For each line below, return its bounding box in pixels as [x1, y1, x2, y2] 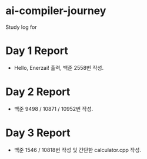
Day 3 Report [5, 126, 71, 139]
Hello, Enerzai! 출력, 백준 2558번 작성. [14, 64, 104, 71]
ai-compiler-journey [5, 4, 106, 18]
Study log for [5, 23, 38, 31]
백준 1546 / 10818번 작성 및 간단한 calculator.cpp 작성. [14, 146, 142, 153]
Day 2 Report [5, 85, 71, 99]
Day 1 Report [5, 44, 68, 57]
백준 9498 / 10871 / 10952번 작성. [14, 105, 93, 112]
